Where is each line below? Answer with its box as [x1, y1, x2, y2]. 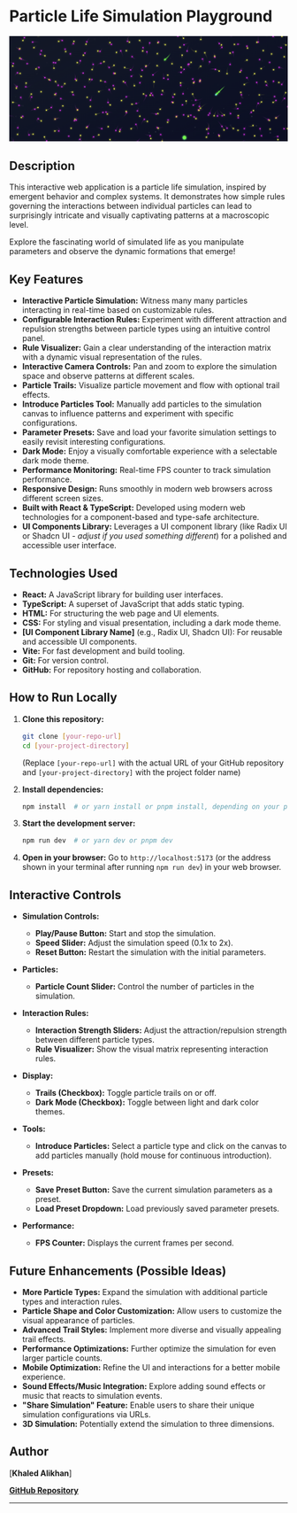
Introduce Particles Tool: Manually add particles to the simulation [21, 399, 263, 409]
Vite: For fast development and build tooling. [21, 646, 186, 656]
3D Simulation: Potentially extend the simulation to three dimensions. [21, 1418, 275, 1429]
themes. [34, 1106, 65, 1117]
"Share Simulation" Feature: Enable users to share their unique [21, 1400, 255, 1410]
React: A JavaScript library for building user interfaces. [21, 589, 224, 600]
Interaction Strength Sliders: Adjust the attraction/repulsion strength [34, 1025, 287, 1036]
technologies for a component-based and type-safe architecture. [21, 512, 260, 523]
